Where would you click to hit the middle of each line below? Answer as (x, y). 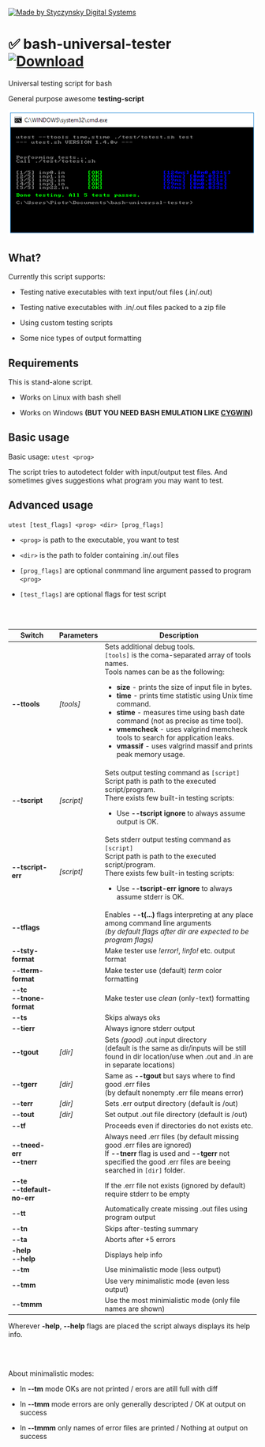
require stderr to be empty (147, 1194)
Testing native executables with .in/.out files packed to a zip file (123, 308)
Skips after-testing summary (151, 1228)
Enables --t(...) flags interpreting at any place (179, 915)
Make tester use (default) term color (163, 970)
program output (130, 1218)
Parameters (78, 635)
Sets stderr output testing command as (168, 839)
